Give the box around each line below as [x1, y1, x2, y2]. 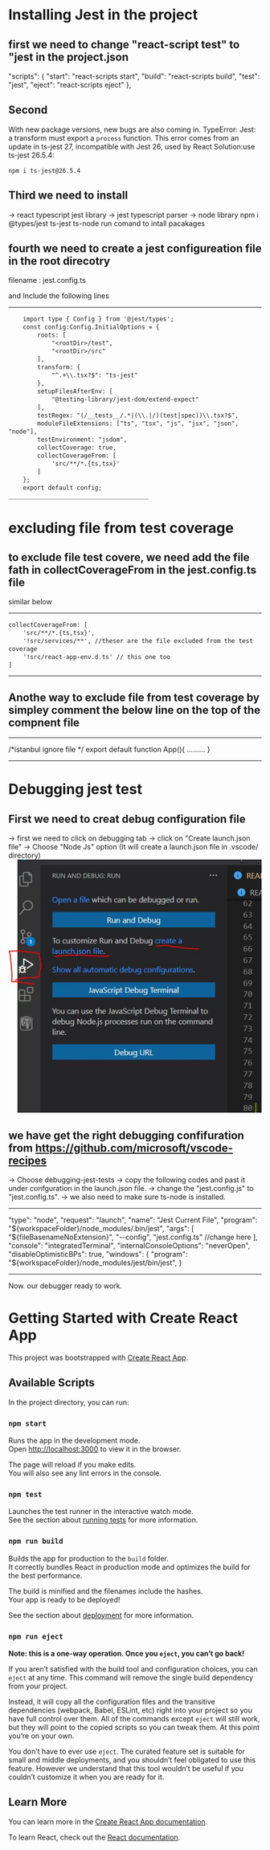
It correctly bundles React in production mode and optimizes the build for [8, 1561, 251, 1572]
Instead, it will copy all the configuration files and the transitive [8, 1697, 215, 1706]
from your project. [8, 1681, 68, 1691]
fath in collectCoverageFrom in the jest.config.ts [8, 563, 257, 577]
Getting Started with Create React [8, 1309, 239, 1328]
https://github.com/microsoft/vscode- [35, 1141, 233, 1155]
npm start [8, 1418, 47, 1428]
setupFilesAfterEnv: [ [37, 387, 113, 395]
